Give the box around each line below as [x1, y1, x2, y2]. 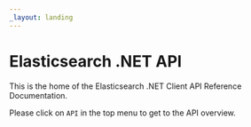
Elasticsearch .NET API [9, 51, 182, 71]
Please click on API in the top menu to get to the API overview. [9, 107, 237, 118]
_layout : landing [9, 12, 74, 22]
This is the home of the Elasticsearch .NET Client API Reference [9, 81, 242, 91]
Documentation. [9, 90, 68, 100]
